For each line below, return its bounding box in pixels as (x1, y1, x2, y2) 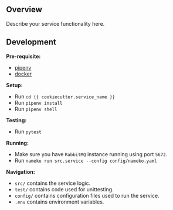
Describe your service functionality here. (6, 20, 105, 27)
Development (6, 37, 57, 47)
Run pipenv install (14, 99, 63, 106)
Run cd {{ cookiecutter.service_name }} (14, 93, 116, 100)
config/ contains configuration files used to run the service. (14, 192, 160, 199)
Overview (6, 5, 43, 15)
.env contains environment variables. (14, 198, 104, 205)
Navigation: (6, 168, 35, 175)
